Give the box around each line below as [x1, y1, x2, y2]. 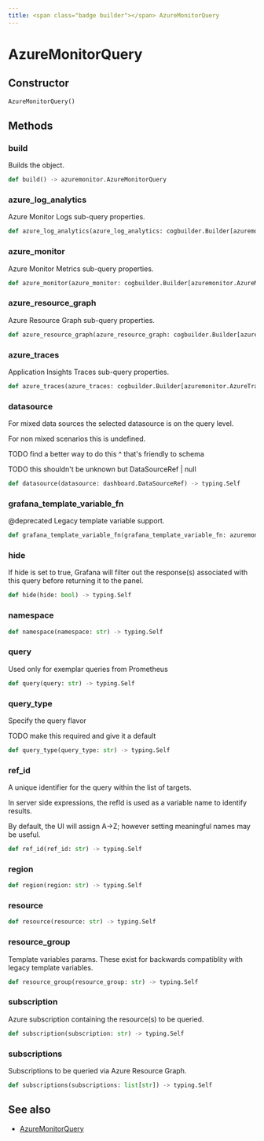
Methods [8, 119, 53, 132]
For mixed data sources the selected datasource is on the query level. [8, 419, 234, 428]
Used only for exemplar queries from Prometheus [8, 664, 169, 673]
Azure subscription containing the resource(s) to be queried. [8, 1014, 204, 1024]
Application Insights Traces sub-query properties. [8, 367, 170, 376]
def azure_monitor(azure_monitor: [8, 279, 122, 287]
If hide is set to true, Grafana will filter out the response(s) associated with [8, 567, 248, 578]
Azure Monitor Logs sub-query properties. [8, 212, 145, 222]
